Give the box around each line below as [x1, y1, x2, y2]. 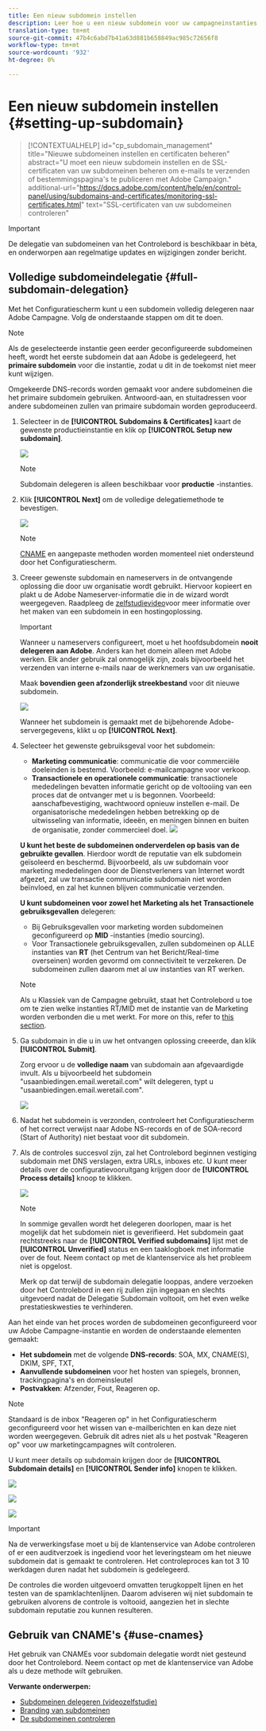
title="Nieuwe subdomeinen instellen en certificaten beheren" [27, 149, 230, 158]
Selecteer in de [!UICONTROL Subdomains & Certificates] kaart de [19, 416, 241, 426]
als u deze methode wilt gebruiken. [8, 1667, 123, 1676]
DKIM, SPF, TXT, [19, 1358, 74, 1367]
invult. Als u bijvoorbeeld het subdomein [19, 1068, 152, 1078]
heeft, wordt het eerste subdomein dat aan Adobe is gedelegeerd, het [8, 352, 237, 361]
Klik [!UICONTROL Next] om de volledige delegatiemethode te [19, 494, 225, 504]
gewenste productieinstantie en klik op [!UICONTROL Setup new [19, 425, 233, 435]
